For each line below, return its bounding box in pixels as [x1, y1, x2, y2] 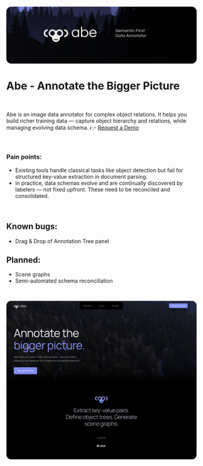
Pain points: [6, 153, 42, 161]
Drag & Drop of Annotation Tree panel [14, 237, 109, 244]
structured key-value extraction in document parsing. [14, 173, 148, 180]
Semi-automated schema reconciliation [14, 277, 113, 284]
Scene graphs [14, 271, 50, 278]
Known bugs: [6, 222, 58, 232]
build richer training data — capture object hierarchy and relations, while [6, 117, 187, 124]
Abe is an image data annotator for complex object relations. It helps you [6, 110, 187, 118]
